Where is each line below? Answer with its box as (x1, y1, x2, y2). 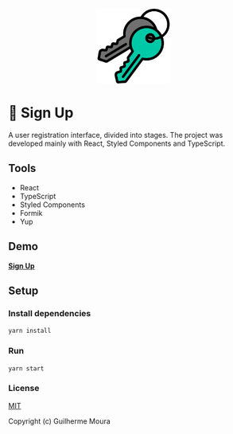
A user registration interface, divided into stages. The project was (8, 130, 223, 139)
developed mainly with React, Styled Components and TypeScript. (8, 139, 225, 148)
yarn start (8, 364, 45, 373)
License (8, 383, 40, 394)
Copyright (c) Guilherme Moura (8, 416, 111, 426)
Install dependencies (8, 307, 91, 319)
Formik (19, 208, 43, 217)
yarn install (8, 327, 52, 335)
